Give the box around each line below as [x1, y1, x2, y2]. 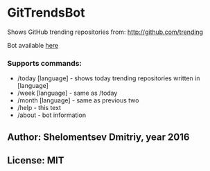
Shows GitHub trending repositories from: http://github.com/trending [7, 28, 203, 36]
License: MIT [7, 154, 64, 167]
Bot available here [7, 41, 59, 49]
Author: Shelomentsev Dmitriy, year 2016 [7, 131, 190, 143]
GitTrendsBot [7, 5, 85, 21]
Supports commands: [7, 58, 82, 68]
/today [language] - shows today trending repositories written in [17, 74, 200, 82]
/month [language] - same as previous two [17, 96, 139, 105]
